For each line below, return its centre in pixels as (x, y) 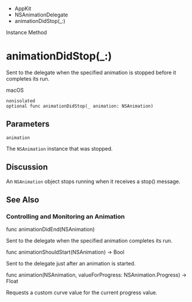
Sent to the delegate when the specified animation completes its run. (89, 241)
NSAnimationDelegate (41, 15)
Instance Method (26, 32)
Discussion (27, 167)
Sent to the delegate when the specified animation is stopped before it (91, 72)
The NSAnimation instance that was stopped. (60, 148)
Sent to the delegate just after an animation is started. (71, 264)
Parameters (28, 124)
